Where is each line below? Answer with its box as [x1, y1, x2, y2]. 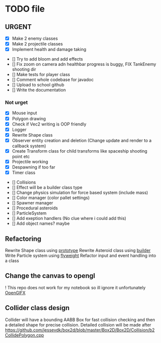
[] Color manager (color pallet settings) [12, 195, 90, 201]
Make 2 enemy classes [12, 35, 58, 41]
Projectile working [12, 158, 48, 164]
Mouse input [12, 110, 37, 116]
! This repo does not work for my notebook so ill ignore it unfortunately [5, 284, 146, 290]
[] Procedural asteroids [12, 205, 58, 211]
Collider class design [5, 304, 70, 312]
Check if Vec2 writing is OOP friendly [12, 121, 87, 127]
